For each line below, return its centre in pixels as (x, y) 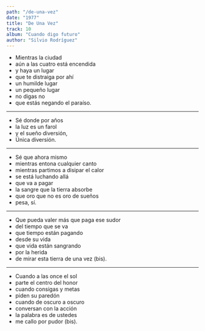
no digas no (30, 96)
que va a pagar (34, 183)
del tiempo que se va (41, 226)
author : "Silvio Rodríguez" (42, 40)
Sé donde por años (39, 120)
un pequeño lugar (38, 90)
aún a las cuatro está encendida (55, 64)
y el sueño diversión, (41, 133)
